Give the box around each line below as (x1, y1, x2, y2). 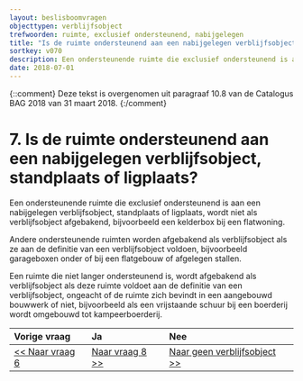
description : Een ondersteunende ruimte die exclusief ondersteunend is (9, 55, 289, 64)
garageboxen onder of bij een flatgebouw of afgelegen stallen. (9, 253, 242, 264)
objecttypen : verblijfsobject (9, 22, 124, 31)
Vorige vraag (14, 330, 71, 342)
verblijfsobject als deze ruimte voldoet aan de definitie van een (9, 280, 243, 291)
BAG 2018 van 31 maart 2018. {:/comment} (9, 97, 167, 108)
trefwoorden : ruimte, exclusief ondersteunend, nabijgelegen (9, 30, 244, 39)
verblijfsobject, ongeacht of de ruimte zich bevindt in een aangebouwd (9, 289, 272, 300)
